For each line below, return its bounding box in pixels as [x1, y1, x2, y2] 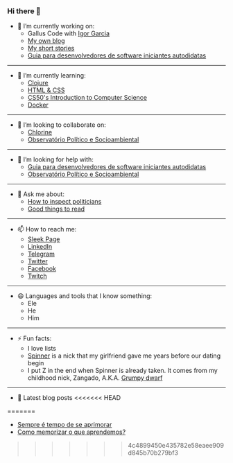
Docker [27, 101, 49, 110]
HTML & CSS [27, 86, 65, 94]
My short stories [27, 44, 75, 53]
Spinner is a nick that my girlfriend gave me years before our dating [27, 351, 221, 360]
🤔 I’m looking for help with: [17, 155, 94, 164]
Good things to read [27, 204, 85, 213]
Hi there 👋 [7, 6, 42, 16]
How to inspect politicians [27, 198, 102, 206]
